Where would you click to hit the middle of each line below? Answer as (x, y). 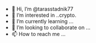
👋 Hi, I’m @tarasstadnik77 (42, 9)
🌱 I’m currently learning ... (42, 21)
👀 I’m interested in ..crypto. (44, 15)
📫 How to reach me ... (38, 34)
